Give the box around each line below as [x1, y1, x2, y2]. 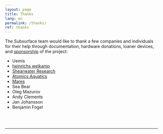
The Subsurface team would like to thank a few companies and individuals [5, 38, 154, 44]
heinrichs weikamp [12, 63, 50, 69]
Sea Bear [12, 84, 31, 89]
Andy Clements [12, 94, 43, 100]
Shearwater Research [12, 68, 56, 74]
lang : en [5, 16, 23, 21]
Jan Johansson [12, 99, 43, 105]
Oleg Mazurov [12, 89, 41, 95]
